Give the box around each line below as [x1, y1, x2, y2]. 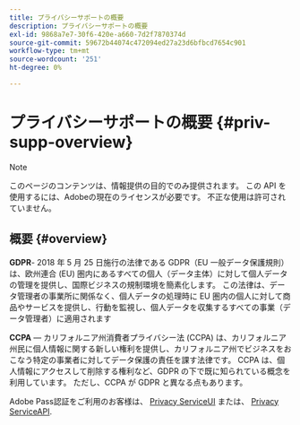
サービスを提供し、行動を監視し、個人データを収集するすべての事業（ [24, 301, 284, 312]
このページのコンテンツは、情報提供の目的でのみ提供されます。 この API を [9, 180, 287, 191]
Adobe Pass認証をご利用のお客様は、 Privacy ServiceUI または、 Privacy [9, 395, 279, 406]
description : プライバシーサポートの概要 [9, 22, 149, 30]
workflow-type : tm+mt [9, 47, 90, 56]
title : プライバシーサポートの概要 [9, 13, 124, 22]
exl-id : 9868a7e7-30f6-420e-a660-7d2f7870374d [9, 30, 186, 39]
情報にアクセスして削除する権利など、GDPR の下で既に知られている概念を [16, 365, 291, 377]
